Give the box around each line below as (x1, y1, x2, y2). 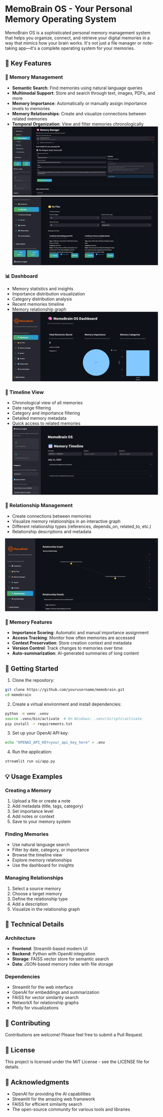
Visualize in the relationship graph (12, 906, 80, 912)
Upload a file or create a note (12, 798, 71, 804)
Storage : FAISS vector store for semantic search (12, 956, 109, 962)
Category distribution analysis (12, 296, 72, 302)
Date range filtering (12, 405, 51, 411)
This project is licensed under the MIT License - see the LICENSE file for (5, 1059, 149, 1065)
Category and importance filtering (12, 410, 80, 416)
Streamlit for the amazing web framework (12, 1096, 96, 1102)
